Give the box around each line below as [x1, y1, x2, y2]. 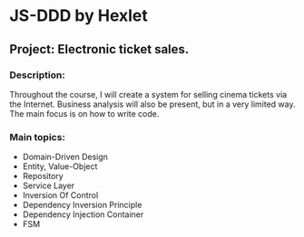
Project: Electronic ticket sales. [9, 42, 190, 57]
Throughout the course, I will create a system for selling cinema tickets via [9, 89, 288, 100]
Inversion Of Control [22, 190, 99, 201]
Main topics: [9, 130, 66, 143]
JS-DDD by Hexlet [9, 5, 148, 26]
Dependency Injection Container [22, 209, 144, 220]
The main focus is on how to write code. [9, 108, 160, 118]
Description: [9, 69, 65, 81]
